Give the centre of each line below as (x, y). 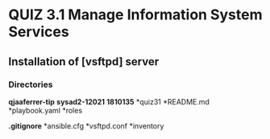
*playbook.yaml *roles (46, 110)
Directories (31, 84)
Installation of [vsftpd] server (84, 61)
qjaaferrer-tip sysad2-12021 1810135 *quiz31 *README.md (109, 101)
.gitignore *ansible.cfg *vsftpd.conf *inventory (86, 125)
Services (39, 32)
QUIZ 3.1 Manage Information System (135, 15)
